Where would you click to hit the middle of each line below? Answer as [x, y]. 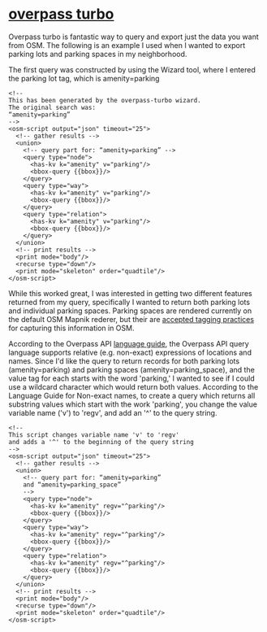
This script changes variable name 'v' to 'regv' [94, 435]
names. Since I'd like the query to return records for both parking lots [124, 361]
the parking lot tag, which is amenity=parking [84, 78]
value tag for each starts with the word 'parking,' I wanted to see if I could [131, 378]
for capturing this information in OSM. [71, 328]
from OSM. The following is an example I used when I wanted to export [127, 45]
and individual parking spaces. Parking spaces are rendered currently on [130, 311]
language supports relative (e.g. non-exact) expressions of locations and [130, 352]
